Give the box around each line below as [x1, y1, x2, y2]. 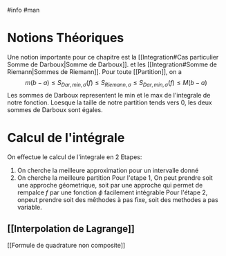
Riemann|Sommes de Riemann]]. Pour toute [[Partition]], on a [7, 67, 182, 75]
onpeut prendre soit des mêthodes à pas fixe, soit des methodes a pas [17, 195, 219, 203]
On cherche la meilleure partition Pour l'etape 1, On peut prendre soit [17, 173, 213, 182]
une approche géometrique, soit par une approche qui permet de [17, 181, 203, 189]
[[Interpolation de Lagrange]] [7, 223, 135, 235]
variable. [17, 203, 43, 211]
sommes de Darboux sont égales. [7, 105, 103, 113]
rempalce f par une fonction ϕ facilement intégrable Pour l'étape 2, [17, 188, 208, 196]
